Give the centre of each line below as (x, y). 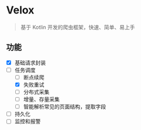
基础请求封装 (30, 63)
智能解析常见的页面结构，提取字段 (65, 107)
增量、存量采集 (41, 100)
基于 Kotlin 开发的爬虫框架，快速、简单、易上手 (78, 27)
